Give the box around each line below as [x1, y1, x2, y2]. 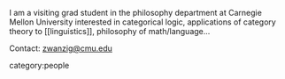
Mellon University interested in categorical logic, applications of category [9, 17, 276, 27]
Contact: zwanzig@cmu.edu [9, 43, 113, 54]
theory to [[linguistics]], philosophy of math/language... [9, 26, 211, 36]
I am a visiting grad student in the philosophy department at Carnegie [9, 8, 263, 18]
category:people [9, 61, 70, 70]
